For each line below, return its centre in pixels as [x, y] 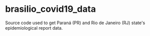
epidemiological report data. [34, 28]
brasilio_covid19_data [50, 9]
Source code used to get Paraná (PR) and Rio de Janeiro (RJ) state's [75, 23]
